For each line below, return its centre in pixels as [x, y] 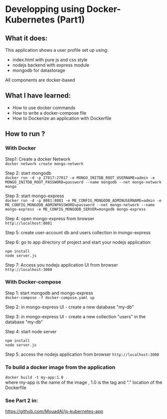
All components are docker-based [40, 80]
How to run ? [25, 134]
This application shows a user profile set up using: [57, 50]
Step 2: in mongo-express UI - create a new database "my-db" [70, 307]
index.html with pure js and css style [50, 60]
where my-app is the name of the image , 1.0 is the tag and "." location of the [84, 383]
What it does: [26, 38]
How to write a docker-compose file [49, 113]
